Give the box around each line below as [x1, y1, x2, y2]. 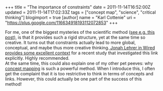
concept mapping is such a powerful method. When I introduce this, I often [5, 66, 155, 71]
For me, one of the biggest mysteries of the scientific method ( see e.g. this [5, 29, 155, 35]
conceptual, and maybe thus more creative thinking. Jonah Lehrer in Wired [5, 45, 155, 50]
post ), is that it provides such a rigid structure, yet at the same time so [5, 34, 145, 40]
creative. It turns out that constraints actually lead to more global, [5, 40, 136, 45]
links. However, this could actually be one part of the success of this [5, 76, 142, 82]
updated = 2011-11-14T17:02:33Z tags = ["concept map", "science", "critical [5, 9, 156, 15]
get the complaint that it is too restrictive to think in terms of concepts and [5, 71, 154, 76]
